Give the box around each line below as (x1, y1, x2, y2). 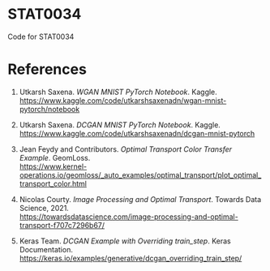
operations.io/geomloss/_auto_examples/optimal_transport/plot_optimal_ (19, 170, 262, 179)
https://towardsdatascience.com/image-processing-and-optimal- (19, 212, 238, 222)
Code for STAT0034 (7, 32, 75, 41)
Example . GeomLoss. (19, 153, 91, 162)
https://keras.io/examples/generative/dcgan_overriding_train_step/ (19, 253, 242, 263)
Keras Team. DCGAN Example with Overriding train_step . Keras (19, 236, 232, 246)
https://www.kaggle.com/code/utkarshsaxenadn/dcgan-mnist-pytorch (19, 128, 255, 138)
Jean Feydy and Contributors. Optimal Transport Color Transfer (19, 144, 233, 154)
